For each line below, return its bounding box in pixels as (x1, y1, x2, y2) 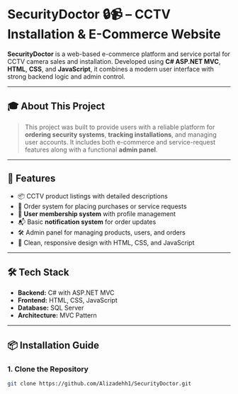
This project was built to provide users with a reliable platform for (24, 123, 215, 131)
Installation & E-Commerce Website (7, 26, 221, 43)
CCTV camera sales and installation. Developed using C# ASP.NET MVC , (7, 57, 221, 65)
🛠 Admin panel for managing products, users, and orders (17, 228, 186, 237)
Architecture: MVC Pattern (17, 311, 97, 320)
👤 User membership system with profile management (17, 209, 176, 218)
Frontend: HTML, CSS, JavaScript (17, 296, 118, 305)
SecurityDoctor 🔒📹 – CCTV (7, 6, 171, 23)
